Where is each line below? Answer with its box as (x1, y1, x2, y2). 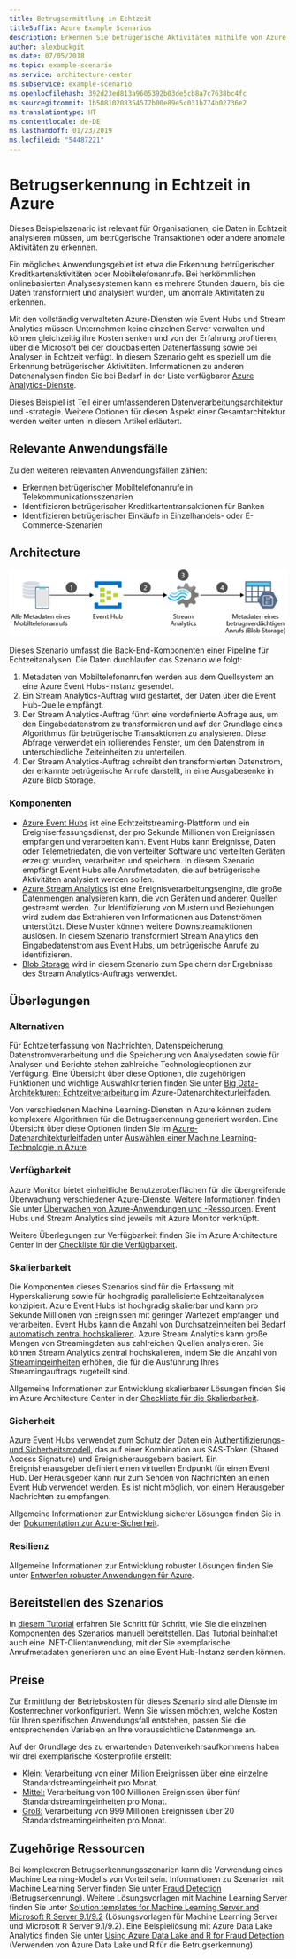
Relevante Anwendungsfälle (9, 441, 168, 456)
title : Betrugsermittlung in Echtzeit (9, 14, 152, 23)
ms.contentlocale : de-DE (9, 117, 101, 126)
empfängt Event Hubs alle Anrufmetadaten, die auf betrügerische (21, 864, 261, 875)
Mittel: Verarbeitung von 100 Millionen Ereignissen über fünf (21, 1787, 241, 1798)
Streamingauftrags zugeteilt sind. (9, 1366, 131, 1376)
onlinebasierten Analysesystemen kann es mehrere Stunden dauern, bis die (9, 277, 285, 288)
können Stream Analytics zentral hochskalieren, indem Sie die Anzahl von (9, 1347, 277, 1358)
